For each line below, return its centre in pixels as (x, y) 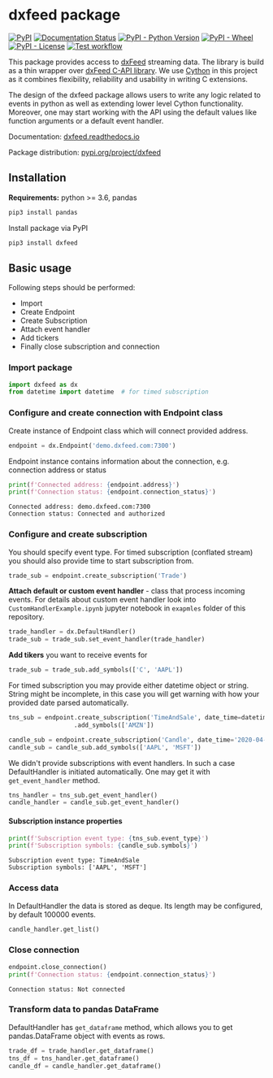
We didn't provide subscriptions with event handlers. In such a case (122, 763)
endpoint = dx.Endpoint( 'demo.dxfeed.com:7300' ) (92, 446)
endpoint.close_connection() (58, 967)
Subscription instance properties (65, 821)
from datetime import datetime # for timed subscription (108, 392)
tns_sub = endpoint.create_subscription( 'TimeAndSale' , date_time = (125, 718)
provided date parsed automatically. (69, 703)
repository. (26, 617)
